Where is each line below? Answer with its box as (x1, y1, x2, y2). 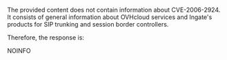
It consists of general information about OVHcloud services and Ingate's (7, 13, 213, 21)
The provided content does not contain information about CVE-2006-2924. (7, 6, 221, 14)
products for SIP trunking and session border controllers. (7, 20, 169, 28)
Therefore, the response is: (7, 33, 85, 42)
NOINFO (7, 47, 31, 55)
